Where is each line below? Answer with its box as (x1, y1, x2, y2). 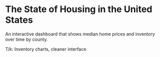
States (5, 14, 33, 26)
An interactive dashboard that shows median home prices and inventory (5, 31, 155, 37)
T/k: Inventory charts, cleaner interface (5, 46, 87, 52)
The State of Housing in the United (5, 4, 152, 15)
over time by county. (5, 36, 48, 42)
